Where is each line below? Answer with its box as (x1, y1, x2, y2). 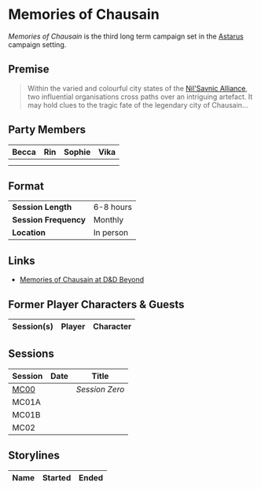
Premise (8, 63, 50, 76)
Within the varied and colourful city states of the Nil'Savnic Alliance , (27, 83, 248, 93)
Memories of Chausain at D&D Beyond (19, 275, 144, 285)
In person (93, 227, 129, 238)
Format (8, 179, 45, 193)
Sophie (64, 146, 91, 157)
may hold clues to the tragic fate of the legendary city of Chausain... (27, 100, 248, 109)
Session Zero (75, 384, 125, 395)
